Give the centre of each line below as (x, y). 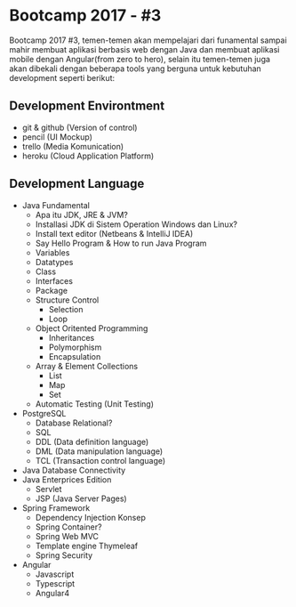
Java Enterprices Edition (67, 479)
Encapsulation (75, 356)
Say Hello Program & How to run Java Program (121, 243)
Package (52, 290)
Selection (66, 309)
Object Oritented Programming (92, 328)
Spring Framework (56, 507)
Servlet (48, 489)
